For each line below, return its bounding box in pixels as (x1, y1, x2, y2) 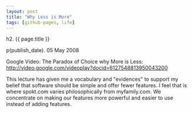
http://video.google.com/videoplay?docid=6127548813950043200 (6, 64, 168, 71)
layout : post (6, 8, 38, 15)
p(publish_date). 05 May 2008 (6, 47, 79, 54)
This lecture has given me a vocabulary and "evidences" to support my (6, 76, 178, 83)
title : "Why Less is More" (6, 14, 72, 20)
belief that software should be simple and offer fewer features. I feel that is (6, 82, 187, 89)
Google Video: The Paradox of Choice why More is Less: (6, 58, 144, 65)
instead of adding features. (6, 101, 72, 108)
